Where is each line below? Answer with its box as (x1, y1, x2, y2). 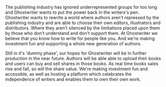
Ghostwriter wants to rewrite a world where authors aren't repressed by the (5, 15, 160, 20)
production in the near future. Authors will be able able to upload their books (5, 56, 161, 61)
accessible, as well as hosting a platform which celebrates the (5, 71, 132, 77)
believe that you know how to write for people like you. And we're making (5, 35, 155, 41)
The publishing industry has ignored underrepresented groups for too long (5, 4, 158, 10)
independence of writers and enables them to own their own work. (5, 76, 141, 82)
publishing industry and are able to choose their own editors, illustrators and (5, 20, 161, 26)
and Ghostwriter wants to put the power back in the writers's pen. (5, 9, 140, 15)
